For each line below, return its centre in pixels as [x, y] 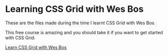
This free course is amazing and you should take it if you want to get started [84, 32]
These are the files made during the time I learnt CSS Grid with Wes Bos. [80, 23]
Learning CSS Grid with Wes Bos [74, 9]
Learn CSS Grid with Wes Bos [36, 47]
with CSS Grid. [20, 38]
